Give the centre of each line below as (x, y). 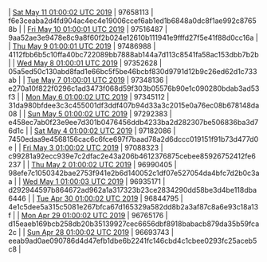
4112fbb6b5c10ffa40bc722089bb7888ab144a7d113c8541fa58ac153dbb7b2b (133, 55)
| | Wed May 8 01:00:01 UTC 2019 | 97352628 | (85, 63)
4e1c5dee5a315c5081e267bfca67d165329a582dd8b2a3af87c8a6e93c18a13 (133, 207)
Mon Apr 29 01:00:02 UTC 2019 (73, 215)
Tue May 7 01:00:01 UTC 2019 (76, 80)
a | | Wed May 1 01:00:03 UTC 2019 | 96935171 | (87, 182)
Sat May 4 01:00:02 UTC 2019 (84, 131)
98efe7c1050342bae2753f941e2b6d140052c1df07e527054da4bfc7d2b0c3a (134, 173)
